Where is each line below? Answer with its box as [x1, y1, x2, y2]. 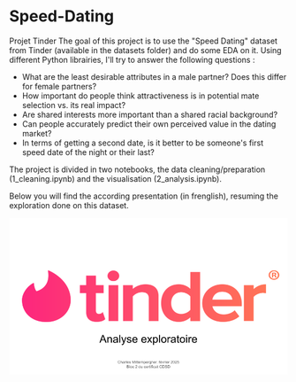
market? [21, 128, 52, 138]
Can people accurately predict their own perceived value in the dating [21, 118, 277, 129]
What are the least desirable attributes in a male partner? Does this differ [21, 71, 287, 82]
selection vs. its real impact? [21, 99, 126, 110]
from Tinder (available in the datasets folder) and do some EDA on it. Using [9, 44, 282, 55]
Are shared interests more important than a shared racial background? [21, 109, 278, 120]
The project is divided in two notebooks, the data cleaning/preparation [9, 164, 266, 175]
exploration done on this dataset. [9, 199, 130, 210]
